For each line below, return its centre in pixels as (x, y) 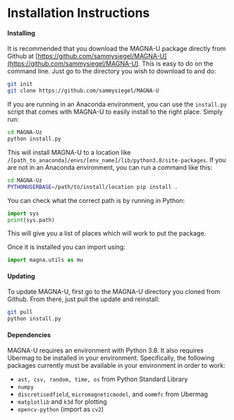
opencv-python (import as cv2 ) (61, 409)
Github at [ (23, 56)
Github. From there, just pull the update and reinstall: (84, 299)
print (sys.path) (31, 220)
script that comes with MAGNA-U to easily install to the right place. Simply (115, 112)
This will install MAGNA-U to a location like (69, 152)
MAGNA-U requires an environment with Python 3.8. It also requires (106, 351)
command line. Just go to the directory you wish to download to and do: (112, 71)
